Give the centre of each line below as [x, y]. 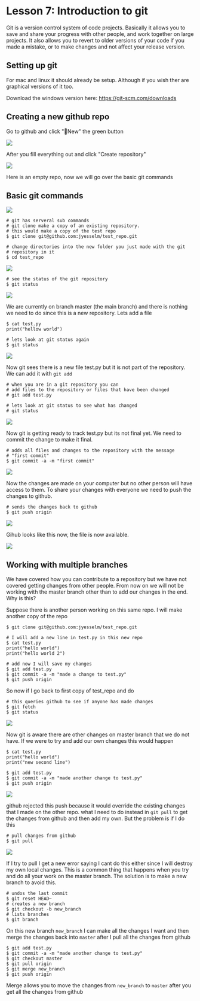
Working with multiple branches [67, 565]
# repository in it [30, 252]
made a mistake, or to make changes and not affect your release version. [96, 47]
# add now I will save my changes [49, 664]
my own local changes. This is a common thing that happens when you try [98, 870]
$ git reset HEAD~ [29, 899]
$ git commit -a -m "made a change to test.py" [67, 675]
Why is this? [21, 598]
